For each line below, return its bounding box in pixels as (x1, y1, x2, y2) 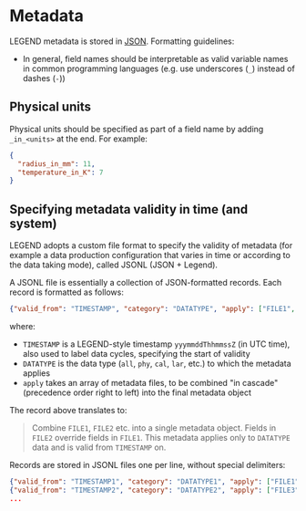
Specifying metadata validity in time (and (9, 202, 249, 217)
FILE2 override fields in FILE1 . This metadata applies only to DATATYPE (31, 432, 291, 443)
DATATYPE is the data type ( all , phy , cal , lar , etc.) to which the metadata (22, 358, 291, 369)
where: (9, 320, 36, 331)
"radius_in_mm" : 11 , (17, 159, 96, 169)
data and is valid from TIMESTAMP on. (31, 442, 167, 453)
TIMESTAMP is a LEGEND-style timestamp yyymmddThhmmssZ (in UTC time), (22, 339, 291, 349)
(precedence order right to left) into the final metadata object (22, 387, 252, 398)
